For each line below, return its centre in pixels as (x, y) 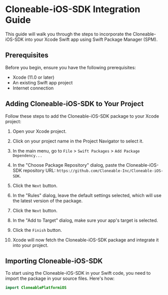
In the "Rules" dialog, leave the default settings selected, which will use (87, 195)
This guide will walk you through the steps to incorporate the (69, 34)
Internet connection (33, 88)
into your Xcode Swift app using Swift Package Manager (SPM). (91, 39)
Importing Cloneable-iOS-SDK (54, 261)
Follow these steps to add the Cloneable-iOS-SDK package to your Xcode (82, 116)
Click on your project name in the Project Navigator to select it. (78, 141)
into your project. (30, 245)
